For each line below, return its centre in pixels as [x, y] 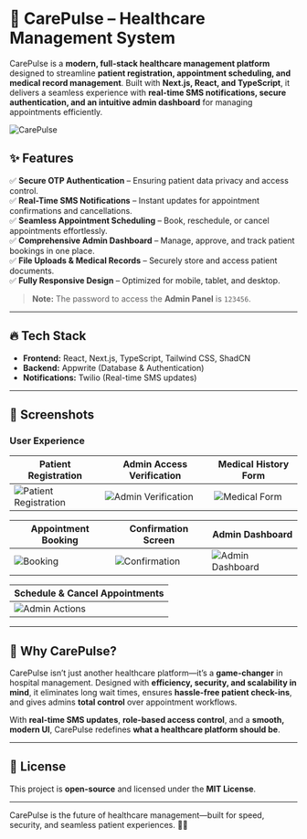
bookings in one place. [53, 250]
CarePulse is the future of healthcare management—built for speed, [137, 815]
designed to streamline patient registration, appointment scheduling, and [150, 73]
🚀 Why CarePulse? [63, 651]
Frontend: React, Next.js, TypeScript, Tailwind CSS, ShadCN [137, 358]
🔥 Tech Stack [48, 336]
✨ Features [42, 159]
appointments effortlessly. [58, 230]
